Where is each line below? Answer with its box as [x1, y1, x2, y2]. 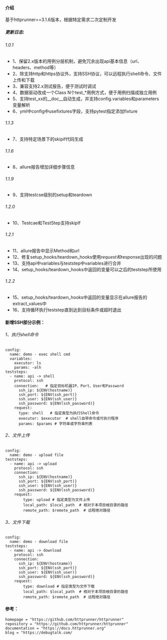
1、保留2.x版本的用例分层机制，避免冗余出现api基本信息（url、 [12, 58, 142, 64]
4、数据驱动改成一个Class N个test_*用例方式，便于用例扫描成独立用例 [12, 89, 157, 95]
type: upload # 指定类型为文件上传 [23, 497, 90, 502]
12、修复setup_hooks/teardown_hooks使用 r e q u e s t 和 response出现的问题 [12, 254, 162, 260]
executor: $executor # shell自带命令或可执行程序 [18, 416, 119, 421]
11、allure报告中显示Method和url [12, 248, 80, 254]
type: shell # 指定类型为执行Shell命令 [18, 410, 99, 415]
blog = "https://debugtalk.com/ [5, 630, 72, 635]
